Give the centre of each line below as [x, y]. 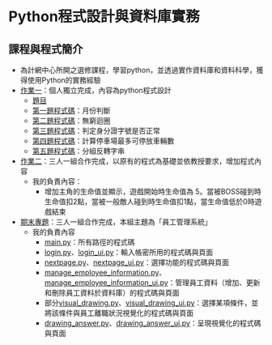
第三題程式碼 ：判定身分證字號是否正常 [96, 131]
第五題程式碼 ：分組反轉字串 [79, 151]
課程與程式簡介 [46, 49]
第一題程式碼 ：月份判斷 [71, 111]
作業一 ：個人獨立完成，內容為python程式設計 [96, 90]
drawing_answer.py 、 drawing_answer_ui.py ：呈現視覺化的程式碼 [153, 323]
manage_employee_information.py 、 [105, 273]
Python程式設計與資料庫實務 [104, 17]
